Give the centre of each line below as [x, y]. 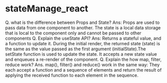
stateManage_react [47, 9]
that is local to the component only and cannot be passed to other [73, 33]
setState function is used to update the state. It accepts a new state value [81, 54]
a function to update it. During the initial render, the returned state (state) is [83, 43]
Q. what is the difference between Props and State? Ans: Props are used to [82, 22]
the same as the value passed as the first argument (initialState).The [76, 49]
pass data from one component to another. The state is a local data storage [83, 27]
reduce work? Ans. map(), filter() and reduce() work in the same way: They [82, 65]
